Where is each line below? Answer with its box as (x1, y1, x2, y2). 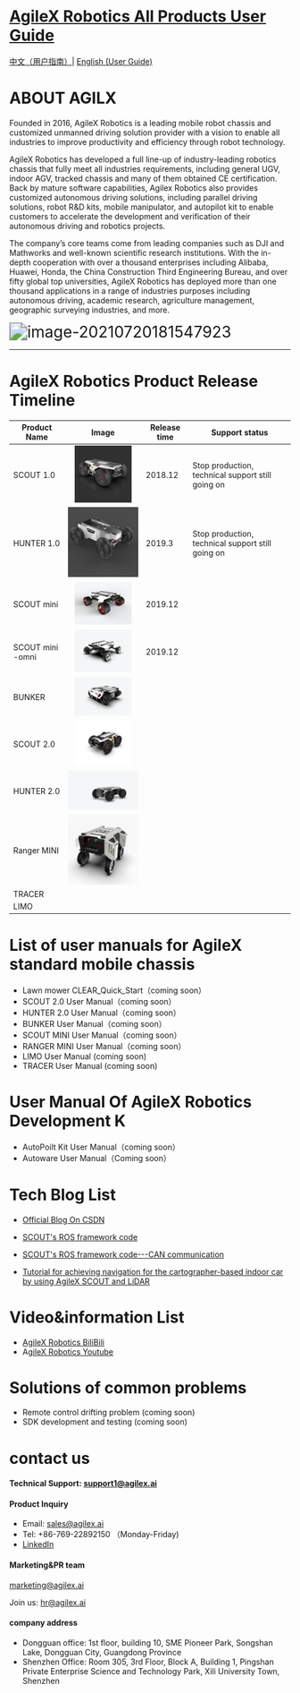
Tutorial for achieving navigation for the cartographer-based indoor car (21, 1266, 284, 1277)
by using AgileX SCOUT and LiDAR (21, 1276, 150, 1287)
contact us (9, 1448, 91, 1468)
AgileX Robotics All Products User (9, 6, 266, 27)
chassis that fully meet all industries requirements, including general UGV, (9, 163, 281, 174)
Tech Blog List (9, 1184, 116, 1205)
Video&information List (9, 1307, 185, 1327)
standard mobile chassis (9, 953, 196, 974)
